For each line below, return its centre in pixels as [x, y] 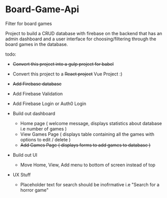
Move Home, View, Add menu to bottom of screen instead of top [88, 165]
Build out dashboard [34, 113]
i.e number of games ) [44, 129]
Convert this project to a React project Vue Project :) [67, 74]
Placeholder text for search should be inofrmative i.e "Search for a [90, 184]
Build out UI [25, 155]
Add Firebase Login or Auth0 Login [49, 104]
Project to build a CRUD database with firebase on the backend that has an [84, 33]
